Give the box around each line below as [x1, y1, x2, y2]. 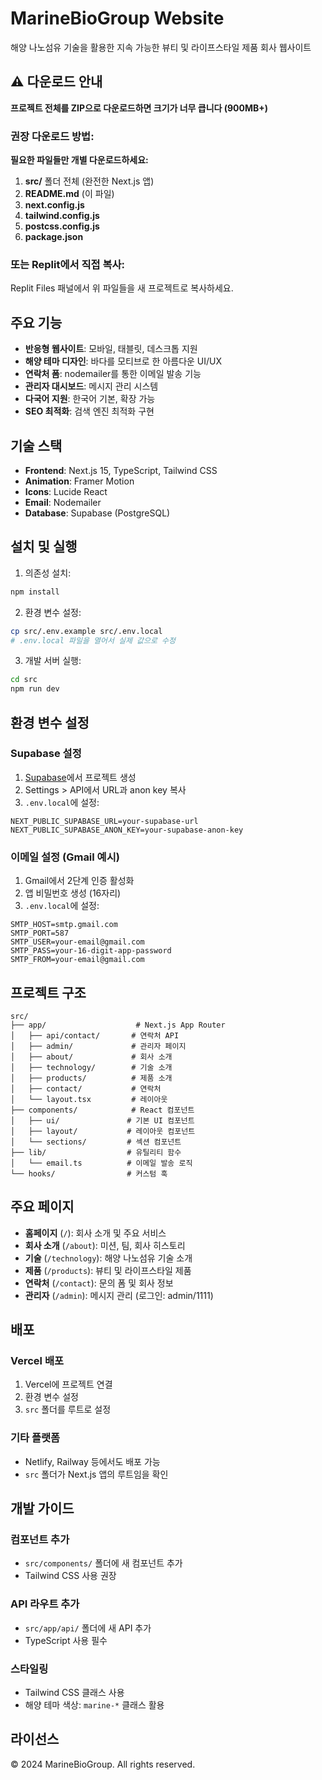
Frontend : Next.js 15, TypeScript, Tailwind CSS [24, 464, 218, 476]
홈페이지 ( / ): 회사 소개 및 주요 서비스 [24, 1227, 167, 1239]
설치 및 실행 [10, 538, 78, 556]
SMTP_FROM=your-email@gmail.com [10, 955, 145, 965]
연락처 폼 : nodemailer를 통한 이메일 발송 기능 [24, 368, 202, 380]
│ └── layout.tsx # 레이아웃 [10, 1094, 168, 1104]
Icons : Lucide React [24, 485, 108, 497]
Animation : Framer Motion [24, 475, 135, 487]
